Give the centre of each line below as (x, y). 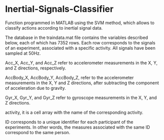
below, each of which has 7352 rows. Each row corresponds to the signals (80, 42)
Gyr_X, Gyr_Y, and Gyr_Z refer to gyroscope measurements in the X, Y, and (81, 98)
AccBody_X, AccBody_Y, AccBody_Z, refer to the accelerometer (69, 77)
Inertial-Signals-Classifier (59, 9)
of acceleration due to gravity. (36, 88)
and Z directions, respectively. (36, 68)
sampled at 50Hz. (23, 53)
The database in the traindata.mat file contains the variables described (77, 37)
